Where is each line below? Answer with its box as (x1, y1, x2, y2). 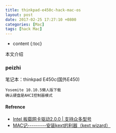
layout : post (5, 12, 33, 17)
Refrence (5, 104, 26, 110)
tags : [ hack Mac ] (5, 27, 42, 32)
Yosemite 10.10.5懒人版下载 (5, 87, 61, 93)
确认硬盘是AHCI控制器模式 (5, 93, 53, 98)
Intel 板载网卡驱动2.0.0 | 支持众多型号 (12, 116, 92, 122)
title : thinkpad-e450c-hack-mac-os (5, 7, 81, 13)
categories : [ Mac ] (5, 21, 44, 27)
